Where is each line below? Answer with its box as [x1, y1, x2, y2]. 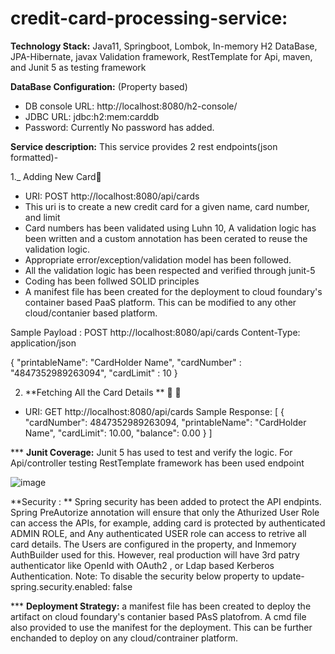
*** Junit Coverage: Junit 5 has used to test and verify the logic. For [10, 446, 293, 458]
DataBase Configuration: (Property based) [10, 80, 188, 92]
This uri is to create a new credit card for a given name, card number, [24, 200, 310, 212]
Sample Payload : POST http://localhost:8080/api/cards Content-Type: [10, 326, 301, 338]
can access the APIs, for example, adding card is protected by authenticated [10, 517, 326, 529]
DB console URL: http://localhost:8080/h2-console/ [24, 100, 238, 112]
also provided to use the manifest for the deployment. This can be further [10, 621, 313, 633]
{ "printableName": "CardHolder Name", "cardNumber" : [10, 356, 242, 368]
